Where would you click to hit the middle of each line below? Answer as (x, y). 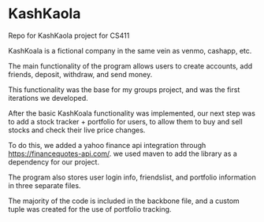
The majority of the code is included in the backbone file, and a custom (124, 201)
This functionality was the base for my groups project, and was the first (124, 89)
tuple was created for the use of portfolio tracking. (90, 209)
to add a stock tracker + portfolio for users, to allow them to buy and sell (125, 121)
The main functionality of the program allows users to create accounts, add (130, 66)
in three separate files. (45, 185)
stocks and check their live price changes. (77, 130)
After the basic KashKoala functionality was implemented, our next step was (132, 113)
